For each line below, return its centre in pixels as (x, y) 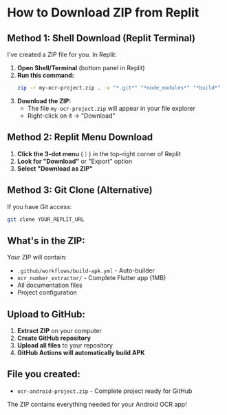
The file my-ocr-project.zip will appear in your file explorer (111, 108)
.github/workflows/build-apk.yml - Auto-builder (86, 270)
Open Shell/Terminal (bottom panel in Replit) (81, 68)
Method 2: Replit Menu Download (80, 137)
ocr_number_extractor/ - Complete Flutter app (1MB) (91, 278)
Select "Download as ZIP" (55, 168)
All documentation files (50, 285)
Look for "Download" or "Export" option (75, 161)
